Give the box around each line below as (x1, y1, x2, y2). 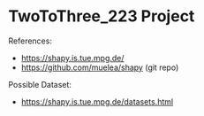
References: (8, 35, 52, 46)
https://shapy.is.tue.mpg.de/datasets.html (20, 96, 174, 107)
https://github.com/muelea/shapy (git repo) (20, 62, 179, 73)
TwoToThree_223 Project (8, 6, 195, 27)
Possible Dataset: (8, 79, 72, 89)
